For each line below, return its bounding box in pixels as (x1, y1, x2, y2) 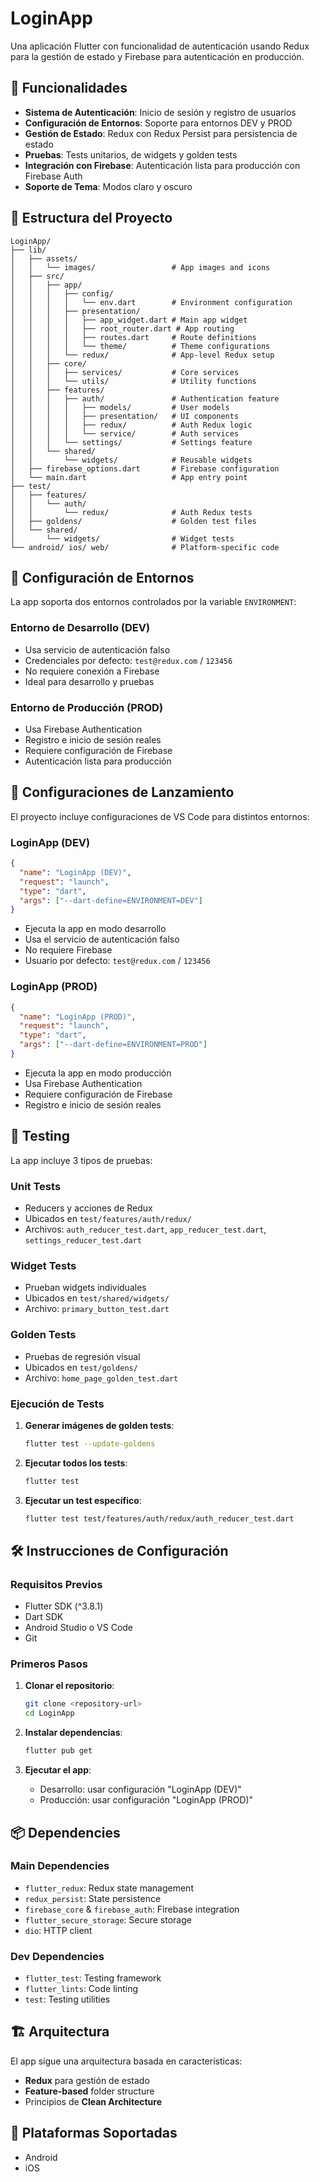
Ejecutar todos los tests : (24, 1457, 128, 1469)
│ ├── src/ (10, 271, 65, 281)
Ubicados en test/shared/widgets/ (24, 1292, 170, 1304)
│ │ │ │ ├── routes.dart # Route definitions (10, 332, 257, 342)
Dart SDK (24, 1611, 64, 1623)
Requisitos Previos (10, 1577, 103, 1591)
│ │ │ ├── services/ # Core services (10, 367, 240, 377)
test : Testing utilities (24, 1993, 111, 2006)
